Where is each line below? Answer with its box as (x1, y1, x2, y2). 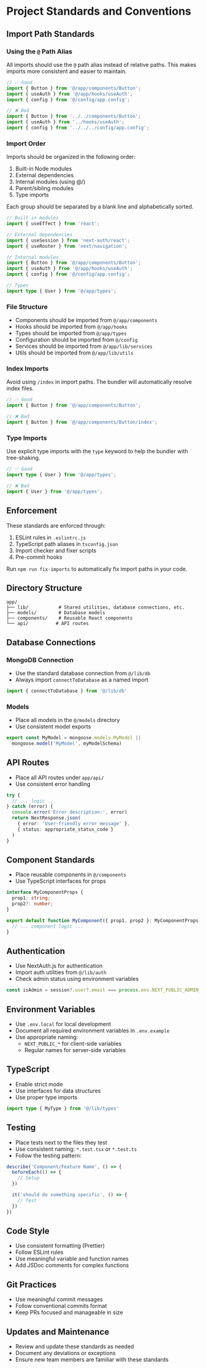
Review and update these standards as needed (15, 1342, 134, 1350)
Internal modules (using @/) (15, 178, 86, 185)
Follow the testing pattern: (15, 1151, 82, 1159)
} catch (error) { (6, 804, 53, 810)
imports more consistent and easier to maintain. (6, 67, 127, 75)
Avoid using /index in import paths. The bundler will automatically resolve (6, 379, 192, 386)
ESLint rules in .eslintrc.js (15, 534, 86, 541)
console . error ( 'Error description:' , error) (12, 809, 128, 815)
